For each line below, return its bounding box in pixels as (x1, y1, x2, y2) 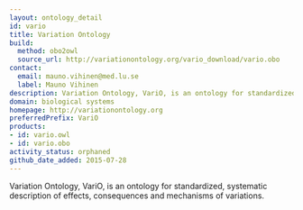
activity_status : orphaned (9, 147, 111, 156)
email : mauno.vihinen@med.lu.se (17, 72, 140, 81)
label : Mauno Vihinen (17, 80, 99, 89)
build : (9, 38, 34, 48)
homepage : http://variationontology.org (9, 105, 164, 114)
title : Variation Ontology (9, 30, 111, 39)
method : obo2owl (17, 47, 78, 56)
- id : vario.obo (9, 139, 70, 148)
